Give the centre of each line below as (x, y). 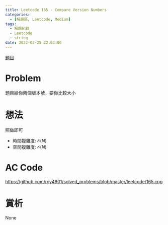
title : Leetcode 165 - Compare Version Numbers (56, 10)
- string (19, 38)
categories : (18, 15)
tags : (11, 24)
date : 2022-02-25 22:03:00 (33, 43)
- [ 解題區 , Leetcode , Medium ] (40, 19)
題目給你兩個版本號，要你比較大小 (40, 93)
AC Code (24, 167)
